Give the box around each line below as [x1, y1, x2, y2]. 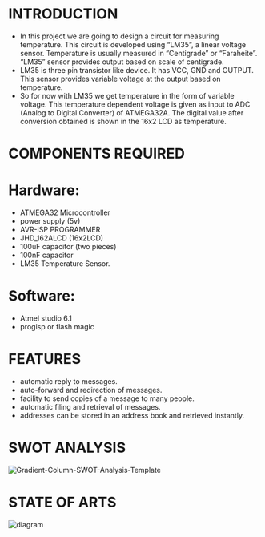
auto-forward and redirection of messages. [19, 385, 163, 394]
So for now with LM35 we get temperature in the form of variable [19, 91, 235, 100]
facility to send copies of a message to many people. [19, 394, 195, 403]
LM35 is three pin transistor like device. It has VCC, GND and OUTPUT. [19, 65, 254, 75]
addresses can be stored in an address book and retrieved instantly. [19, 410, 245, 420]
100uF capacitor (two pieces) [19, 242, 117, 252]
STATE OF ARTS [8, 494, 117, 511]
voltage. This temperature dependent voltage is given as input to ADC [19, 99, 251, 109]
